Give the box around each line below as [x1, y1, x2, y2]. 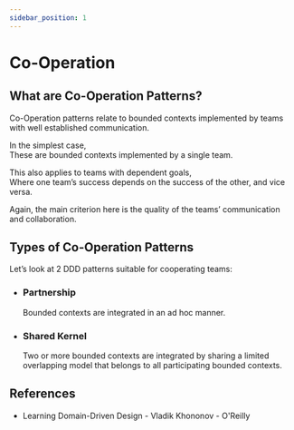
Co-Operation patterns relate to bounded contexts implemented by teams [9, 112, 284, 123]
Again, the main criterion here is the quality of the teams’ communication [9, 203, 280, 214]
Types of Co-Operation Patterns [9, 239, 194, 255]
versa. [9, 186, 33, 197]
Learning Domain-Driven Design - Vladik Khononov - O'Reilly [22, 410, 251, 421]
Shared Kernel [22, 329, 88, 342]
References [9, 386, 76, 402]
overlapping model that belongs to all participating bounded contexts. [22, 360, 283, 371]
